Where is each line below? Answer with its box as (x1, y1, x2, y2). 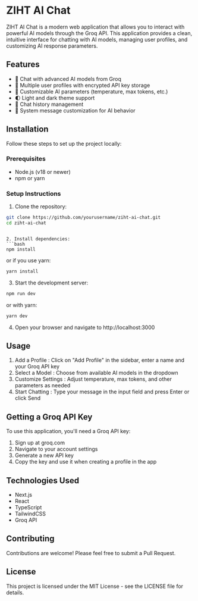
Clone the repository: (14, 203, 67, 210)
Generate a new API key (14, 452, 74, 459)
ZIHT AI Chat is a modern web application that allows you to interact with (6, 23, 185, 30)
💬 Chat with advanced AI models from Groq (14, 75, 122, 82)
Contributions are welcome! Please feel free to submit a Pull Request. (6, 549, 176, 556)
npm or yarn (14, 174, 45, 181)
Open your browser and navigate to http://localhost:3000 (14, 324, 155, 331)
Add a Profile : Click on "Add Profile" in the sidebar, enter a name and (14, 356, 185, 364)
